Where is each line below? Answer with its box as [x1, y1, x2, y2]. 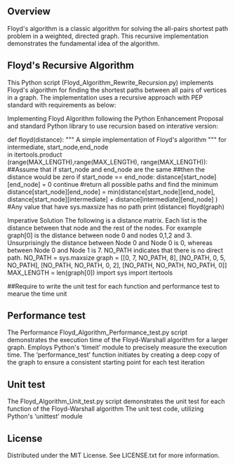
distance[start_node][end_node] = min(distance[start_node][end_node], [7, 188, 215, 196]
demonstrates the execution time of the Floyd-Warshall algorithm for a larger [7, 336, 229, 344]
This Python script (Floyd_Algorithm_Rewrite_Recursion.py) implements [7, 78, 214, 86]
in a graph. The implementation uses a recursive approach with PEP [7, 93, 203, 101]
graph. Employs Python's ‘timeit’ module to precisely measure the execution [7, 343, 227, 352]
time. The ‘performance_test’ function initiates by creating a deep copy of [7, 351, 220, 359]
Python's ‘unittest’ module [7, 412, 83, 421]
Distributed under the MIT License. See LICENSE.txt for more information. [7, 451, 220, 459]
